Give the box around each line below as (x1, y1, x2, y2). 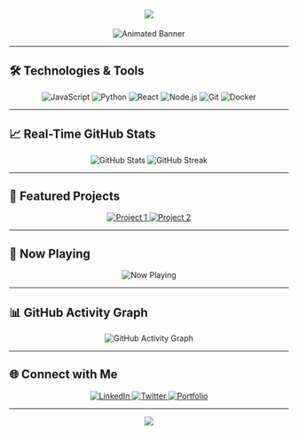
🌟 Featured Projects (9, 188, 121, 203)
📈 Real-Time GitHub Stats (9, 127, 156, 142)
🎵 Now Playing (9, 246, 90, 261)
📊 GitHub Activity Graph (9, 304, 148, 320)
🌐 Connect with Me (9, 367, 118, 382)
